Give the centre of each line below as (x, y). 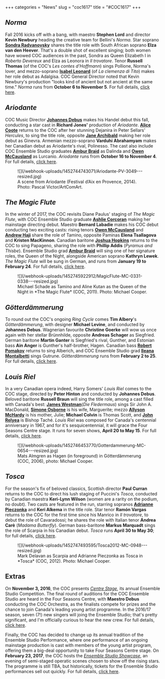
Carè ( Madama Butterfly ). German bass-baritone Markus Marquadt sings (80, 525)
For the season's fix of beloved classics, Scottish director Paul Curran (76, 489)
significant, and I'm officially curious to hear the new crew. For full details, (80, 620)
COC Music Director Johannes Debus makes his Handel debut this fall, (77, 119)
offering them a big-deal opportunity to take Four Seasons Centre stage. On (82, 650)
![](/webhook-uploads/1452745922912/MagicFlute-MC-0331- (80, 276)
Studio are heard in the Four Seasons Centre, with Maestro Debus (72, 599)
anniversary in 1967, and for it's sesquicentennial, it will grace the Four (76, 425)
